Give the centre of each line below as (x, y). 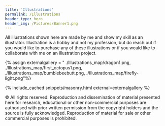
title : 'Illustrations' (30, 10)
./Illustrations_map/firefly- (112, 73)
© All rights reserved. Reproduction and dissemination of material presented (82, 97)
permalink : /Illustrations (33, 14)
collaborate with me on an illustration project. (51, 53)
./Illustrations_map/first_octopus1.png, (44, 68)
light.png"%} (18, 78)
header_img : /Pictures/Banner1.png (42, 23)
